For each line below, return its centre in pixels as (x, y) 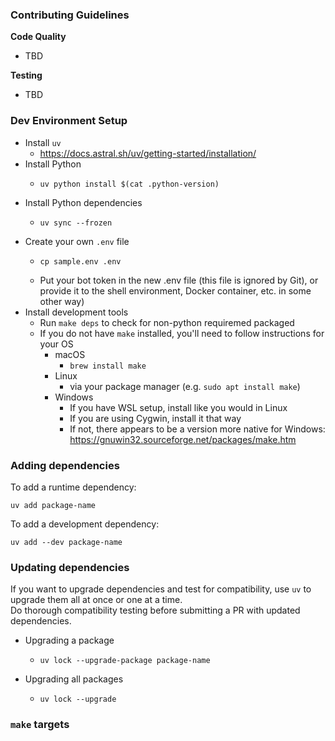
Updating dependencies (70, 567)
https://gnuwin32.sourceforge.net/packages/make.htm (183, 439)
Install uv (43, 142)
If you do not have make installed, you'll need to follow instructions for (182, 333)
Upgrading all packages (74, 679)
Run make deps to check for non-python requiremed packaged (167, 322)
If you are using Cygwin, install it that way (155, 418)
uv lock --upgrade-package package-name (125, 661)
